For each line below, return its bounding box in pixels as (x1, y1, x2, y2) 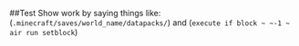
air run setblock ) (9, 27, 78, 37)
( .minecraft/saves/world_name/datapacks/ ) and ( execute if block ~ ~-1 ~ (9, 17, 290, 28)
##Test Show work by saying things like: (9, 8, 161, 18)
